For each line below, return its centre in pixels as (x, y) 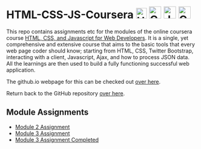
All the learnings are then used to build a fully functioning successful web (98, 63)
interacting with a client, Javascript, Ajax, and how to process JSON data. (98, 57)
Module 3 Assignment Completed (57, 139)
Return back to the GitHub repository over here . (66, 93)
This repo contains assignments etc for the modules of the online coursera (99, 31)
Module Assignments (48, 113)
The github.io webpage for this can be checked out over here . (84, 81)
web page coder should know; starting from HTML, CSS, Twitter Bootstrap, (100, 51)
